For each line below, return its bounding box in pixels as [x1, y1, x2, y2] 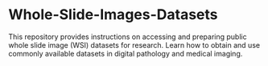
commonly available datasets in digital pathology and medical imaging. [8, 49, 243, 58]
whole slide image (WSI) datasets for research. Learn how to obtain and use [8, 40, 260, 49]
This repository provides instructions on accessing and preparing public [8, 32, 247, 41]
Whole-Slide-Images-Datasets [8, 6, 218, 24]
